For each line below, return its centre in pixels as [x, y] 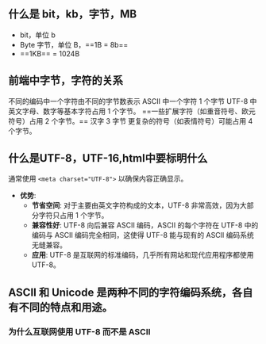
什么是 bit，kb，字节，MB [73, 14]
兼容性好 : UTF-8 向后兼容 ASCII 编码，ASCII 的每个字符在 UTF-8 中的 [145, 225]
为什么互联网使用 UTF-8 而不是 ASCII [79, 331]
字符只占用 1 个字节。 [73, 216]
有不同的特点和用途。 [60, 307]
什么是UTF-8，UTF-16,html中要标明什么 [108, 158]
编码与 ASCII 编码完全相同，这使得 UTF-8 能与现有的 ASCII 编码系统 [143, 235]
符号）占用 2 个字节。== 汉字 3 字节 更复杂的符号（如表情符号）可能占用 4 [131, 120]
